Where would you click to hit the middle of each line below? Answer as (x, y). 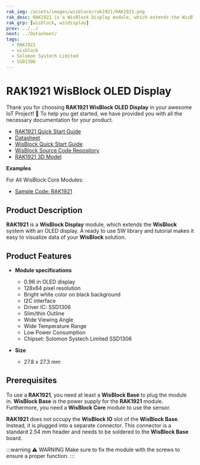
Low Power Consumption (54, 333)
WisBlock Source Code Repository (57, 151)
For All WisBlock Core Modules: (45, 180)
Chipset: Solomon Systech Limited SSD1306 (78, 339)
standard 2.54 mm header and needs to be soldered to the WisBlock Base (97, 432)
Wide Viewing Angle (49, 320)
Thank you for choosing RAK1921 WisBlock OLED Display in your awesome (99, 107)
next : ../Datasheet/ (32, 34)
